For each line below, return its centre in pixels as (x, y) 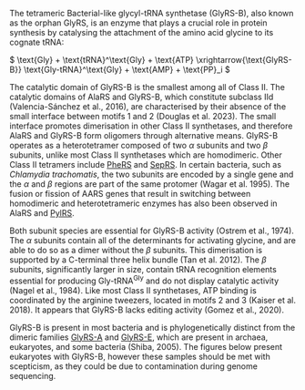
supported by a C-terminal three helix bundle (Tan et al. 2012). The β (138, 260)
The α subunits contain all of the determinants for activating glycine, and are (152, 240)
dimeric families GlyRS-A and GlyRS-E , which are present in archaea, (139, 337)
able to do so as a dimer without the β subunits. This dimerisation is (136, 250)
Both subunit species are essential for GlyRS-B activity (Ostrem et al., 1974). (152, 231)
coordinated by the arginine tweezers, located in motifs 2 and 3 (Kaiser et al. (152, 300)
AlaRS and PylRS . (42, 213)
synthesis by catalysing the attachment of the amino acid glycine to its (142, 32)
